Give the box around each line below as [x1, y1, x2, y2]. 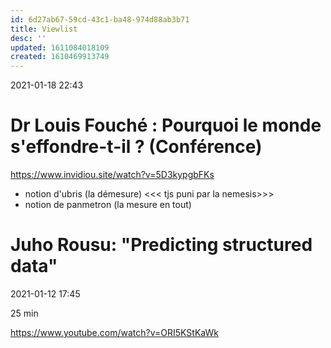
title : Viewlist [10, 24, 78, 34]
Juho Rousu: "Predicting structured [10, 234, 313, 256]
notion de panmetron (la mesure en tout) [24, 199, 192, 211]
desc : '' [10, 33, 47, 43]
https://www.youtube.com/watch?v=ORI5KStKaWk [10, 327, 219, 338]
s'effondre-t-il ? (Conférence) [10, 136, 263, 158]
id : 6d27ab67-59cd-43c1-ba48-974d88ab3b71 [10, 14, 190, 25]
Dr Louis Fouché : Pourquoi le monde [10, 114, 322, 137]
